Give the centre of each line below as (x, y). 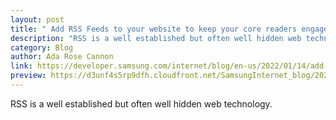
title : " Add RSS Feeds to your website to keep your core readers (154, 29)
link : (21, 66)
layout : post (37, 19)
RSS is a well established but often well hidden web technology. (141, 103)
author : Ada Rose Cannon (62, 57)
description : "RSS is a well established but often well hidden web (156, 38)
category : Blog (42, 47)
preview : (28, 76)
